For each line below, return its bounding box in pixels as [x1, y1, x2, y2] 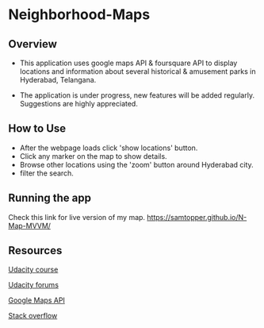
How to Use [8, 122, 67, 136]
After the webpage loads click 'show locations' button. [19, 143, 198, 152]
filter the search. [19, 168, 74, 178]
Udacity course [8, 264, 59, 275]
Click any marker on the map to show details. [19, 151, 168, 160]
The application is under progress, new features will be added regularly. [19, 91, 255, 100]
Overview [8, 37, 58, 51]
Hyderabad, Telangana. [19, 75, 97, 84]
